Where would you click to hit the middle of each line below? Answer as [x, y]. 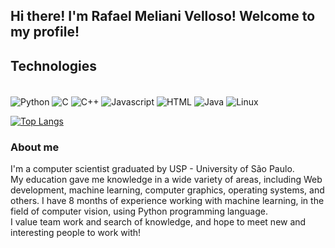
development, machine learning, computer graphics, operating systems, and [167, 190]
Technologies [54, 65]
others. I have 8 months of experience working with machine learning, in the [167, 201]
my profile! [45, 32]
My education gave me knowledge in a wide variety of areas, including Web [166, 180]
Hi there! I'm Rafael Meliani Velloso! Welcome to [163, 16]
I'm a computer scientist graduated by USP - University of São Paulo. [152, 169]
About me [35, 147]
